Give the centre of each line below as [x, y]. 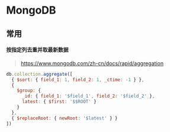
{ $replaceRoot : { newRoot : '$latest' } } [65, 118]
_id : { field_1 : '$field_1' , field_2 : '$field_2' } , [88, 96]
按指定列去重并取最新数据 [37, 50]
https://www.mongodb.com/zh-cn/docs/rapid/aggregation [92, 63]
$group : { [29, 91]
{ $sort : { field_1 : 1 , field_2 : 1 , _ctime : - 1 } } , [78, 80]
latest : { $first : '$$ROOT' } [59, 102]
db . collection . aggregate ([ [39, 74]
